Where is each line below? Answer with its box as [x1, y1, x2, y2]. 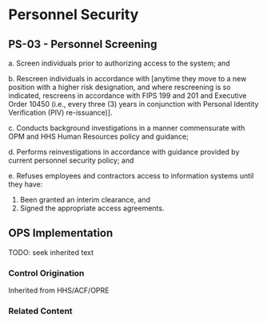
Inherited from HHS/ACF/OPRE [8, 285, 110, 296]
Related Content [8, 305, 74, 316]
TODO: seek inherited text [8, 247, 94, 257]
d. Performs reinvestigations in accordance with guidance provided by [8, 147, 240, 156]
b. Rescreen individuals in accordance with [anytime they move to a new [8, 74, 247, 83]
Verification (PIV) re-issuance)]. [8, 108, 114, 117]
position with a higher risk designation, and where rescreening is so [8, 82, 231, 92]
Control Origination [8, 267, 85, 278]
